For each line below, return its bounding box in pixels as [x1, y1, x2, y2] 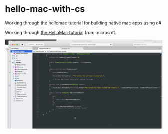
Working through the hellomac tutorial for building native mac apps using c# [5, 20, 162, 26]
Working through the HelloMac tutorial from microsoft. [5, 29, 117, 35]
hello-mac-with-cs [5, 3, 85, 15]
